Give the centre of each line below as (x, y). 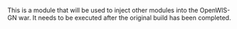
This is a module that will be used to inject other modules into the (103, 10)
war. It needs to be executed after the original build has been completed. (125, 18)
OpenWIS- (215, 10)
